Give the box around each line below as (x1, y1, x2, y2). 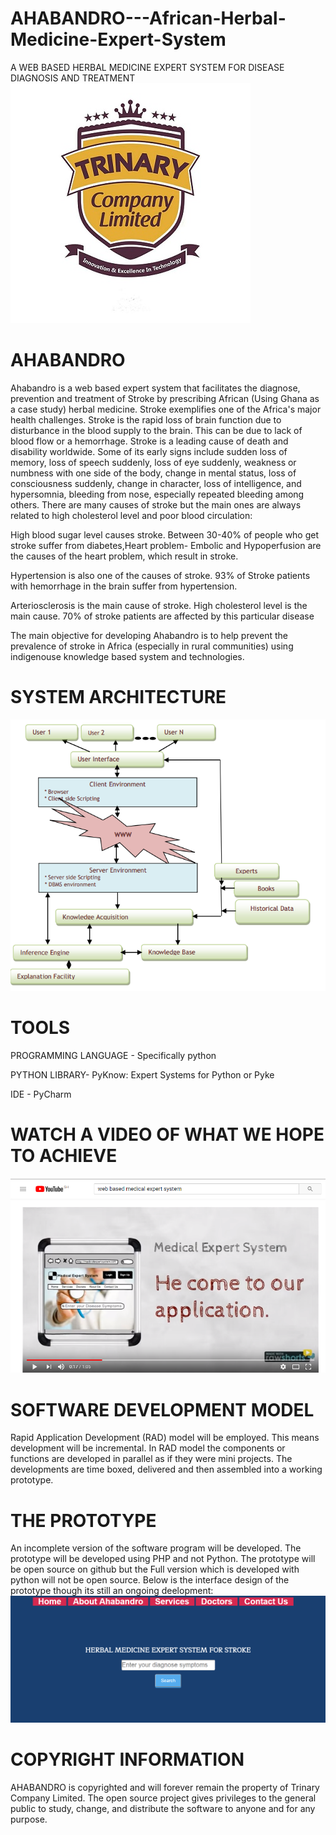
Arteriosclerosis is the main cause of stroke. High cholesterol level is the (10, 599, 308, 611)
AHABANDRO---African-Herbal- (10, 7, 287, 30)
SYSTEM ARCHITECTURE (10, 686, 227, 709)
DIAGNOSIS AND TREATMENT (10, 72, 136, 84)
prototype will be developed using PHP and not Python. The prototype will (10, 1553, 316, 1565)
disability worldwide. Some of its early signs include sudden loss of (10, 445, 288, 457)
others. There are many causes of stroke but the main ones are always (10, 498, 302, 511)
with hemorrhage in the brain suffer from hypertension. (10, 580, 238, 592)
